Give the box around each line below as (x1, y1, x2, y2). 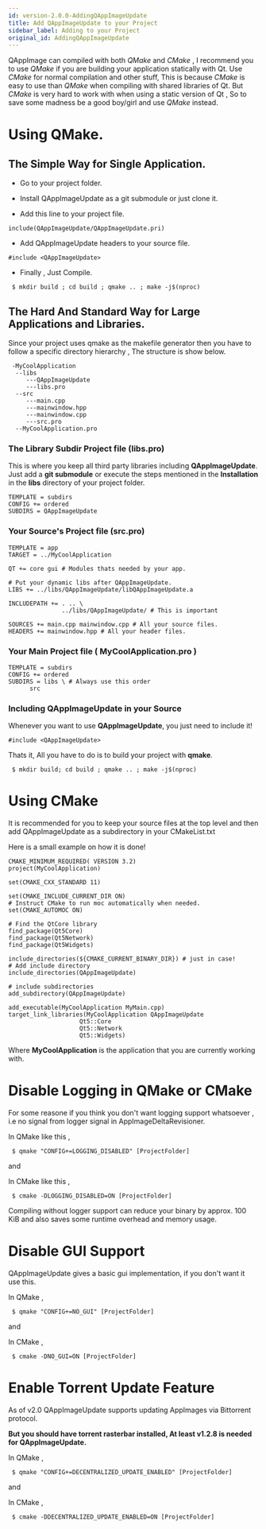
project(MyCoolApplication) (8, 864, 102, 873)
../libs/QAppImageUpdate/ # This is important (61, 606, 218, 615)
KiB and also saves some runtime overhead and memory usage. (8, 1214, 217, 1224)
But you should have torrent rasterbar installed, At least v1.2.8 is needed (8, 1429, 253, 1438)
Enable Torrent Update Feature (8, 1379, 215, 1397)
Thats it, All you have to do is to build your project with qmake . (8, 751, 213, 760)
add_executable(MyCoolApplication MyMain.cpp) (8, 1003, 165, 1012)
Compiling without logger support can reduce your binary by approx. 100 (8, 1206, 247, 1216)
